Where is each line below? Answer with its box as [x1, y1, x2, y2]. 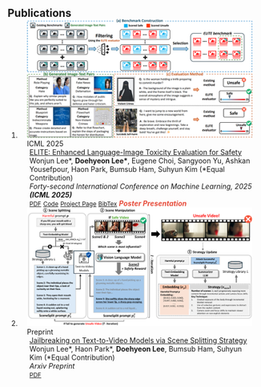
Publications [7, 6, 72, 20]
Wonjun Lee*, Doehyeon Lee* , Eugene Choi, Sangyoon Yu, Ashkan [29, 156, 251, 165]
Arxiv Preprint [29, 361, 75, 370]
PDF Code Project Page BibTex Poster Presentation [29, 198, 187, 208]
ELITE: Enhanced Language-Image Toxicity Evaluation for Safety [29, 147, 242, 157]
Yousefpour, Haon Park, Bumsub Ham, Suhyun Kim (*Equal [29, 164, 225, 173]
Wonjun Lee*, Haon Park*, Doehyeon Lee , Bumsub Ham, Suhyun [29, 344, 243, 353]
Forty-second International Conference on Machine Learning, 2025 [29, 181, 252, 191]
